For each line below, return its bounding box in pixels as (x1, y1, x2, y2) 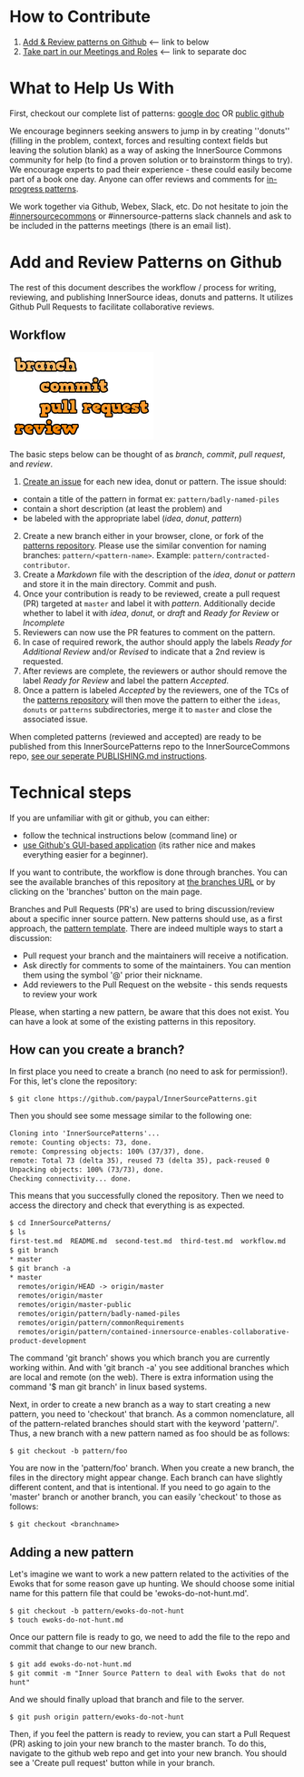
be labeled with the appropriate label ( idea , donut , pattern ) (22, 513, 242, 524)
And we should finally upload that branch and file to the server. (9, 1694, 245, 1705)
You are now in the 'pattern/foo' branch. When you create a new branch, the (9, 1463, 295, 1474)
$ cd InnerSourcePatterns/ (9, 1219, 112, 1228)
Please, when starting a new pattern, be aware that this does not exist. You (9, 1006, 289, 1017)
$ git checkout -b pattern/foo (9, 1447, 128, 1456)
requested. (22, 655, 64, 666)
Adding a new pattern (9, 1545, 134, 1560)
